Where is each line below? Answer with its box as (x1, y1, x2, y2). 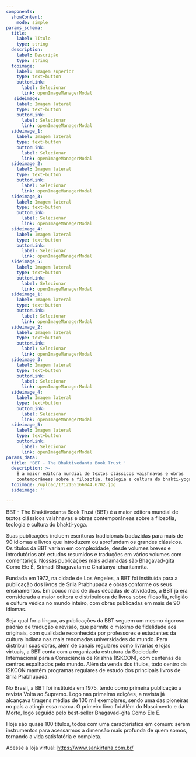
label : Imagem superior (16, 68, 75, 74)
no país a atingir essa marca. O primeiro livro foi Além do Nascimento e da (6, 703, 185, 710)
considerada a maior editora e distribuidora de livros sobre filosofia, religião (6, 593, 188, 600)
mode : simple (16, 19, 48, 25)
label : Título (16, 36, 51, 42)
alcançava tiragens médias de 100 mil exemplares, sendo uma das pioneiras (6, 697, 189, 704)
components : (6, 8, 35, 15)
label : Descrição (16, 52, 59, 58)
